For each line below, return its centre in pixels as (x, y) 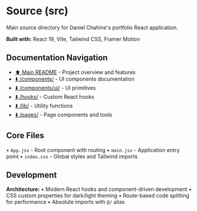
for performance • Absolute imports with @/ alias (66, 202)
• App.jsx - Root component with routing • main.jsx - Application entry (93, 150)
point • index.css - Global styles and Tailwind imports (72, 156)
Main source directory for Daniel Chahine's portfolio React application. (92, 27)
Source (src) (37, 11)
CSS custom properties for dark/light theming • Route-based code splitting (98, 196)
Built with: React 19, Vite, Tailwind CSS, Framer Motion (73, 39)
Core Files (25, 136)
